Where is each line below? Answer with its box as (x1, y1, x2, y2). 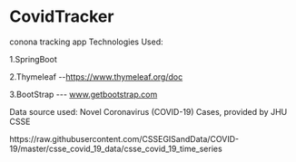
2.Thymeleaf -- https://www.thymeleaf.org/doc (9, 71, 183, 82)
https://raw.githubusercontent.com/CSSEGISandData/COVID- (9, 133, 239, 144)
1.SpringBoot (9, 53, 57, 64)
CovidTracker (9, 6, 114, 27)
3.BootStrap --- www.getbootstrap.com (9, 89, 158, 100)
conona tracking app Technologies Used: (9, 36, 163, 47)
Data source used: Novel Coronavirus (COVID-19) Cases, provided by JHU (9, 106, 288, 117)
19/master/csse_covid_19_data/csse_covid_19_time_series (9, 143, 222, 154)
